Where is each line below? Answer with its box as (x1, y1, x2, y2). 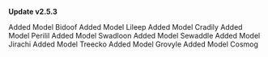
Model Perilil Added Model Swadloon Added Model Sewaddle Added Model (8, 31, 261, 40)
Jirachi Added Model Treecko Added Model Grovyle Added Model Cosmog (8, 39, 259, 49)
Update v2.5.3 (8, 7, 58, 16)
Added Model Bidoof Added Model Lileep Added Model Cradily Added (8, 22, 243, 31)
